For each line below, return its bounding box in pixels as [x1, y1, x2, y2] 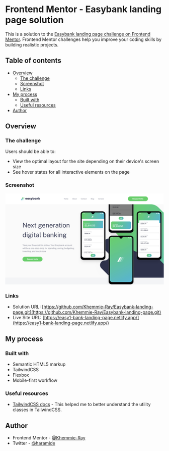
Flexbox [12, 372, 29, 378]
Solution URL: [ [12, 304, 44, 310]
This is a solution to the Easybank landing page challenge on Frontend [5, 31, 151, 37]
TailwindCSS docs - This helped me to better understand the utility [12, 402, 151, 408]
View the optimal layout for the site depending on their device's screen [12, 158, 159, 165]
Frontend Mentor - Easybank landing [5, 4, 162, 15]
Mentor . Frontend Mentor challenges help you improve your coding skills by [5, 36, 162, 42]
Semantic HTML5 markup [12, 361, 66, 367]
